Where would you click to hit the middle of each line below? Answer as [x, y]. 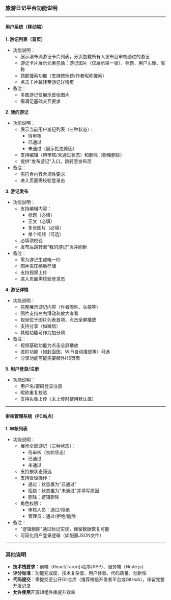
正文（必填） [41, 221]
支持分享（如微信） [40, 326]
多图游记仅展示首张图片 [45, 95]
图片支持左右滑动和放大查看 [49, 313]
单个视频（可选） [46, 234]
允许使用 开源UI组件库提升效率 [44, 592]
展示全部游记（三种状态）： [48, 446]
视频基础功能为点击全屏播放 [49, 345]
